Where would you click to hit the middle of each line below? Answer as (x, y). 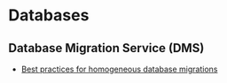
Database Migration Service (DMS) (106, 48)
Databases (49, 15)
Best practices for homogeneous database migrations (119, 69)
